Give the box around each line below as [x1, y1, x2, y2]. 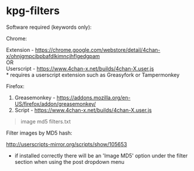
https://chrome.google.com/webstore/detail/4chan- [35, 46, 160, 53]
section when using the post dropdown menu [14, 158, 125, 165]
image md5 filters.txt [20, 118, 71, 125]
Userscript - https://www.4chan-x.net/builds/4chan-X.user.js [6, 65, 154, 72]
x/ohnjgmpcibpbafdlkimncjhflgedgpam [6, 52, 100, 59]
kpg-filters [6, 4, 60, 18]
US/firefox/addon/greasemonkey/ [14, 100, 96, 107]
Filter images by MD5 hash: [6, 129, 72, 136]
